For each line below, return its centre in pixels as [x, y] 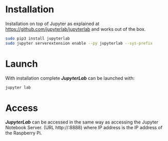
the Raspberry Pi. [24, 133]
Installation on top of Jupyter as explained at [52, 24]
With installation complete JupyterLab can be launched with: [70, 78]
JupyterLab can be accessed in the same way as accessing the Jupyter [82, 122]
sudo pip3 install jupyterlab [38, 38]
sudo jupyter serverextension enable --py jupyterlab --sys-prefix [79, 43]
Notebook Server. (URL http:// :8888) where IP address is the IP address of [84, 128]
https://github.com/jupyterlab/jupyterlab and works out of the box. [76, 29]
